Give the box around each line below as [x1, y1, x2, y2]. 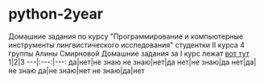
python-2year [8, 5, 103, 23]
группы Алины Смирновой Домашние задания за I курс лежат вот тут [8, 48, 250, 58]
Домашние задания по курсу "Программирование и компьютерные [8, 31, 244, 41]
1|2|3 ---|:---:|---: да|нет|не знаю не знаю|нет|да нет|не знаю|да [8, 57, 230, 67]
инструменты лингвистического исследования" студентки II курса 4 [8, 39, 245, 49]
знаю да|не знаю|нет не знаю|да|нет [19, 65, 145, 75]
